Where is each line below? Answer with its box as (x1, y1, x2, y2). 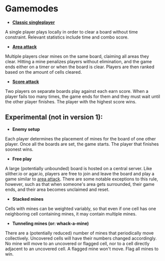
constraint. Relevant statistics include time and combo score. (5, 34, 129, 40)
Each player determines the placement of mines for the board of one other (5, 135, 156, 141)
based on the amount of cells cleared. (5, 69, 82, 75)
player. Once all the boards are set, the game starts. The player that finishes (5, 141, 159, 147)
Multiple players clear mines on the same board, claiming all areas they (5, 53, 149, 59)
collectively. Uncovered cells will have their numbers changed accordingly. (5, 235, 157, 241)
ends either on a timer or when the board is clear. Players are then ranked (5, 64, 155, 70)
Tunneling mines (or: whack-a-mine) (12, 220, 89, 226)
